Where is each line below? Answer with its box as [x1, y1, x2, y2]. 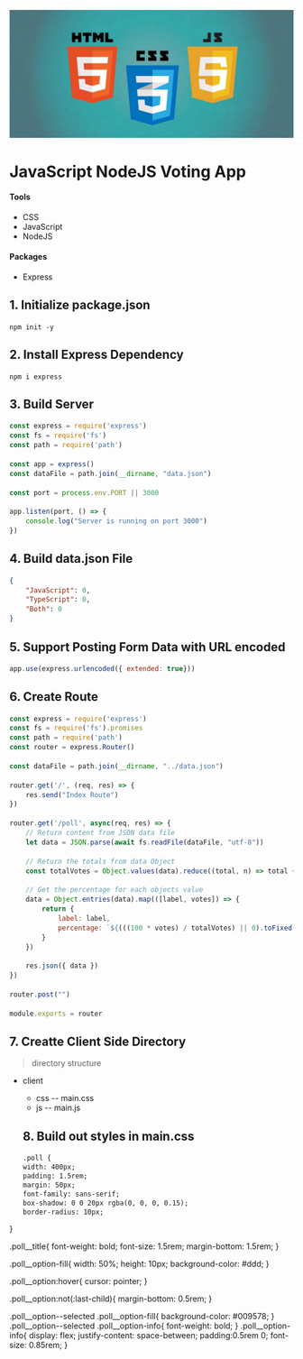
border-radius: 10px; [22, 1207, 104, 1217]
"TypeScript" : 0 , [25, 595, 91, 604]
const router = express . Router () [9, 743, 135, 752]
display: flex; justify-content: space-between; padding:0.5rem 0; [28, 1330, 269, 1341]
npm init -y [9, 322, 54, 332]
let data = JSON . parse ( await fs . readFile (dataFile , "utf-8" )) [25, 838, 264, 847]
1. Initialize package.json [9, 298, 151, 313]
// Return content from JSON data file [25, 829, 176, 838]
